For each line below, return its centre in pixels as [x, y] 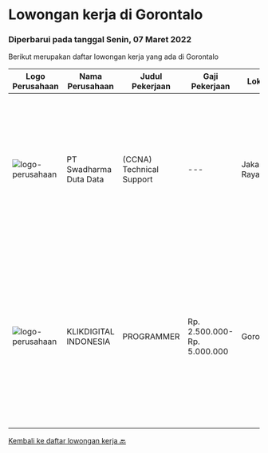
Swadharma [89, 170]
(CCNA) [137, 159]
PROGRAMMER [151, 337]
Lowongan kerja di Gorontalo [106, 15]
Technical [141, 170]
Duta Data [85, 179]
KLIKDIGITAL [91, 332]
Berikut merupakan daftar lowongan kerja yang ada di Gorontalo [114, 57]
